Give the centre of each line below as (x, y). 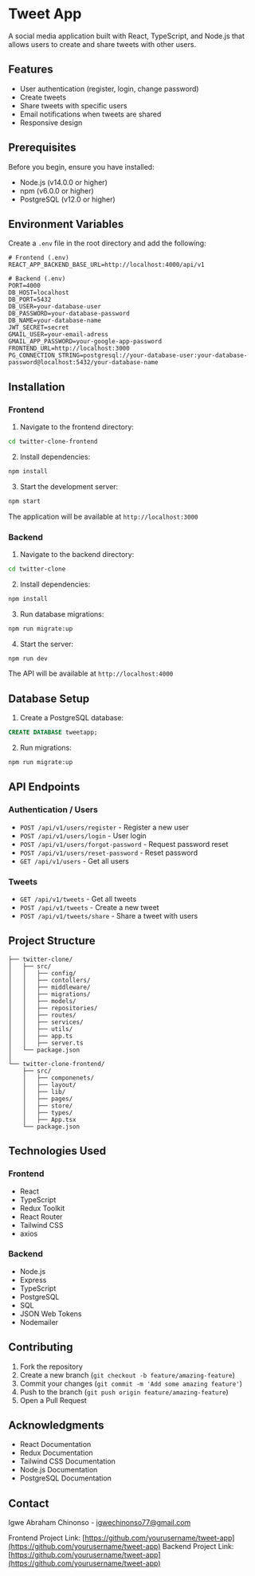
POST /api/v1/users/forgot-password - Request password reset (124, 844)
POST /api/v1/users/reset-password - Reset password (108, 853)
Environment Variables (66, 224)
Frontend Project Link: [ (47, 1538)
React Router (41, 1217)
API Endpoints (44, 787)
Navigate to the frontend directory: (76, 427)
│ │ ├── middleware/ (49, 987)
